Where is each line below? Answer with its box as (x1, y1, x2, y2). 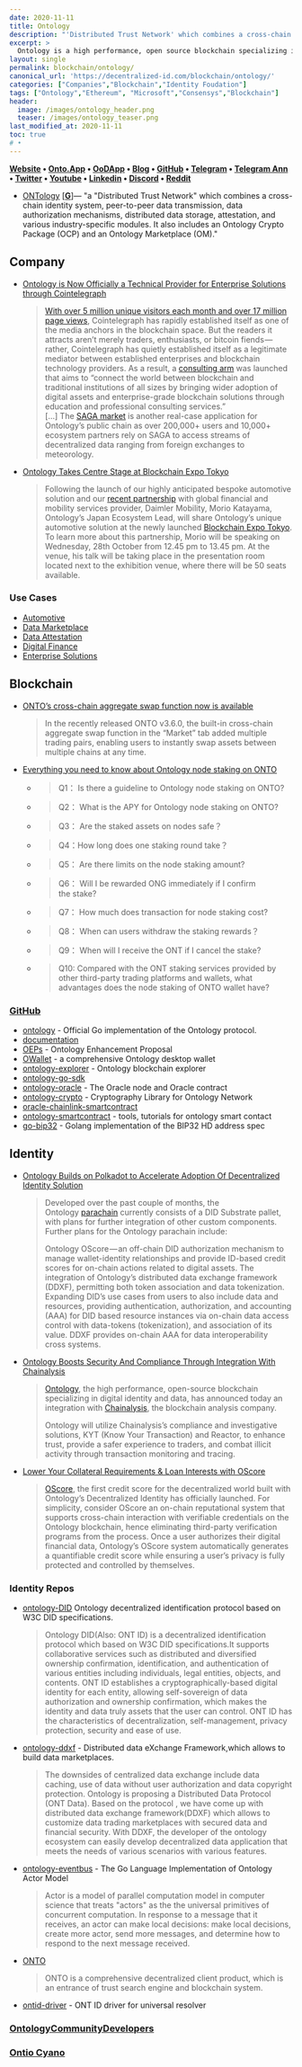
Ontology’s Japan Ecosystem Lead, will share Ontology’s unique (44, 512, 282, 522)
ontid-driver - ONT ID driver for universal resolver (22, 2000, 207, 2010)
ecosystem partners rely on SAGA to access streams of (44, 429, 251, 441)
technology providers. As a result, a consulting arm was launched (44, 362, 288, 373)
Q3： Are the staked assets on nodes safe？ (58, 820, 223, 832)
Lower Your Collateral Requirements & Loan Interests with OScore (22, 1466, 266, 1476)
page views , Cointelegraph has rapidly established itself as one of (44, 315, 289, 325)
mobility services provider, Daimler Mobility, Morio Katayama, (44, 503, 272, 513)
